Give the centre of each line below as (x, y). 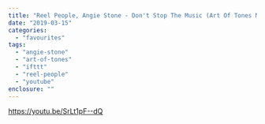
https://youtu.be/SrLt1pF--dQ (56, 111)
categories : (28, 30)
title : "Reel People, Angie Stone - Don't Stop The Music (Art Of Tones (130, 15)
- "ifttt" (31, 67)
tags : (17, 45)
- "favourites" (40, 38)
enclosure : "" (32, 89)
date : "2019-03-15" (40, 23)
